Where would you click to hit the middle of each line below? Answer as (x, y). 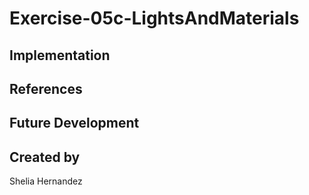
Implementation (60, 55)
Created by (45, 157)
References (46, 88)
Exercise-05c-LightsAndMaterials (154, 18)
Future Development (74, 123)
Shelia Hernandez (46, 181)
